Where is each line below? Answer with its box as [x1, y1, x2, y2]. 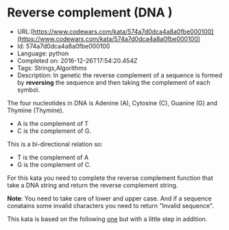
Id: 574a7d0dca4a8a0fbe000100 [16, 42, 110, 50]
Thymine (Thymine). [7, 106, 64, 114]
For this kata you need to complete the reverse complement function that [7, 173, 214, 182]
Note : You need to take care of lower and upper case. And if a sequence [7, 194, 212, 203]
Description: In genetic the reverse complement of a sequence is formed [16, 71, 223, 79]
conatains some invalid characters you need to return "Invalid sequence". [7, 201, 215, 209]
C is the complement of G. [16, 127, 91, 135]
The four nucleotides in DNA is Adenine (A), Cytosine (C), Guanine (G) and [7, 99, 218, 107]
